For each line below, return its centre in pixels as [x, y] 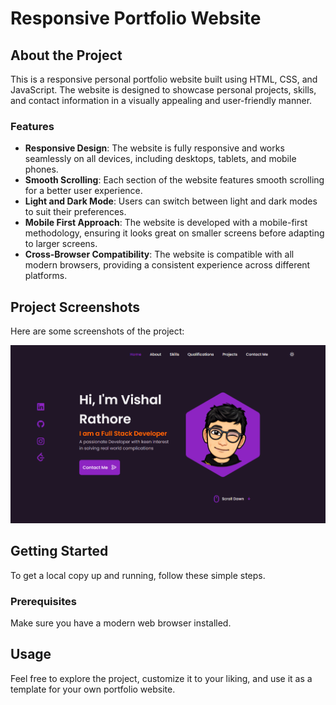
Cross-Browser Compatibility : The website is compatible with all [159, 254]
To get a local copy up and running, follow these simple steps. [138, 575]
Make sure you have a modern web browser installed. [121, 623]
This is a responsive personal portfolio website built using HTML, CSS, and [164, 79]
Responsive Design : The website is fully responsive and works [154, 148]
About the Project [66, 55]
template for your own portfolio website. [93, 689]
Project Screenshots [75, 307]
